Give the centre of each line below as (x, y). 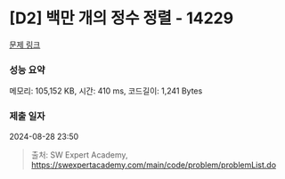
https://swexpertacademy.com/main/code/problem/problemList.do (154, 165)
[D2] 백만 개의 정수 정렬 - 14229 (122, 18)
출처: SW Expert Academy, (79, 155)
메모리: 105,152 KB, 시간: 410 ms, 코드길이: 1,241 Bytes (106, 91)
